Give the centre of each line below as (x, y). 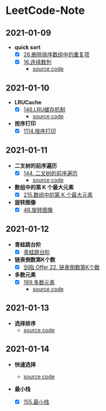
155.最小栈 (36, 401)
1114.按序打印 (40, 131)
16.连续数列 (37, 62)
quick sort (27, 47)
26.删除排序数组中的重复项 (56, 54)
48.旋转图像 (38, 210)
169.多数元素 (39, 282)
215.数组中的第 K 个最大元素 (58, 194)
